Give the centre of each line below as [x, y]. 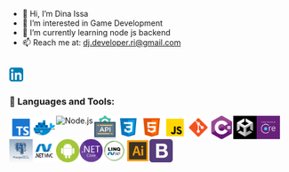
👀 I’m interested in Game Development [92, 23]
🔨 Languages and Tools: [62, 101]
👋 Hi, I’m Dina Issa [55, 14]
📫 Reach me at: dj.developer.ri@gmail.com [101, 43]
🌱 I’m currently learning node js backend [96, 32]
